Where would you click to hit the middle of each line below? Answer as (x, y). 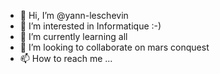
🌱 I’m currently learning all (73, 36)
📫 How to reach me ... (66, 58)
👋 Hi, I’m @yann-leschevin (74, 15)
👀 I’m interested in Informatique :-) (90, 26)
